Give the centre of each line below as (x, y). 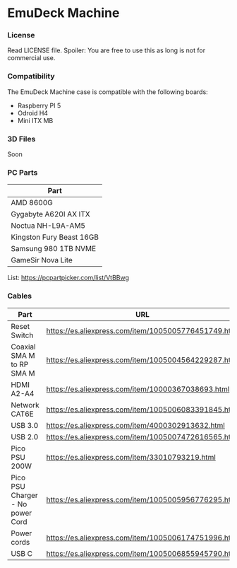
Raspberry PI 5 (39, 105)
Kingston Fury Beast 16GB (55, 237)
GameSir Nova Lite (42, 260)
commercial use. (31, 58)
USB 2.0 (25, 436)
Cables (20, 296)
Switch (22, 335)
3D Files (22, 139)
